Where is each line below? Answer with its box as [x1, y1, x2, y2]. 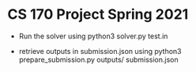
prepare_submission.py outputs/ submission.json [18, 55, 179, 64]
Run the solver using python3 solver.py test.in [18, 31, 168, 41]
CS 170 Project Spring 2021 [7, 5, 189, 23]
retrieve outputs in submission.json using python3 [18, 46, 182, 56]
